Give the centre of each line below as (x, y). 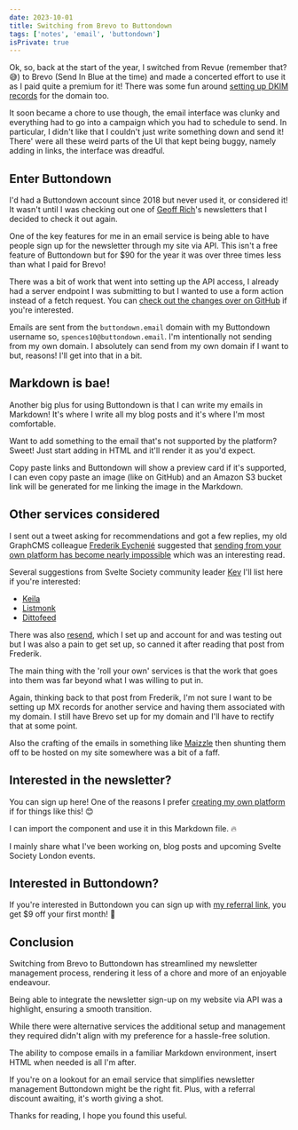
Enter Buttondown (60, 179)
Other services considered (85, 515)
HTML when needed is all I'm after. (73, 1062)
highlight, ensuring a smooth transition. (81, 1009)
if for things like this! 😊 (51, 811)
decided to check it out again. (63, 219)
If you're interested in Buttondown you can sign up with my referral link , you (148, 905)
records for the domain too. (59, 96)
